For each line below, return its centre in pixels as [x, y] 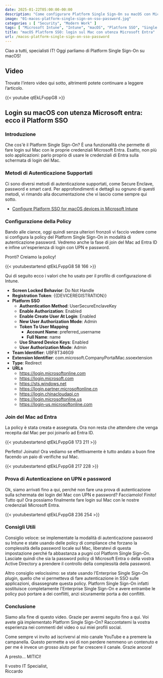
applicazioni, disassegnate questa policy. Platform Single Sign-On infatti [77, 583]
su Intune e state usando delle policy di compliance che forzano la [71, 543]
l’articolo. [14, 88]
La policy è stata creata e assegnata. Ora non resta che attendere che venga [81, 427]
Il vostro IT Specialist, [26, 666]
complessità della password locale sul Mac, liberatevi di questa [68, 548]
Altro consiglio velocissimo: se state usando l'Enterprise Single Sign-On [77, 573]
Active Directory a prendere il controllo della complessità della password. [78, 563]
